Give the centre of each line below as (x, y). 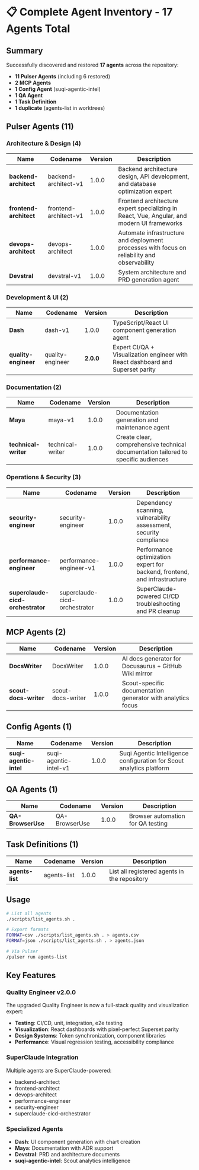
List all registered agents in (147, 871)
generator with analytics (155, 698)
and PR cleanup (158, 611)
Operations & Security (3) (44, 478)
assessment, (154, 525)
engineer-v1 (78, 568)
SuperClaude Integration (42, 1057)
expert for (150, 564)
